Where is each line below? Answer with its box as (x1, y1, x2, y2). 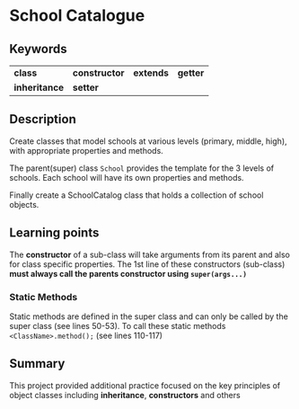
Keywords (9, 41, 67, 57)
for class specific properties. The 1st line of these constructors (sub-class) (9, 258, 286, 270)
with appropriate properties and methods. (9, 145, 163, 156)
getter (177, 67, 205, 79)
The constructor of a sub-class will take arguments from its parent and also (9, 249, 290, 260)
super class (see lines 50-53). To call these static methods (9, 320, 226, 331)
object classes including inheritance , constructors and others (9, 389, 241, 400)
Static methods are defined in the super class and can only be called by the (9, 311, 289, 322)
